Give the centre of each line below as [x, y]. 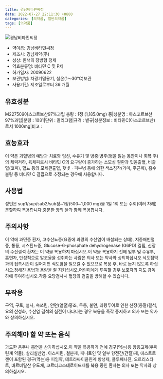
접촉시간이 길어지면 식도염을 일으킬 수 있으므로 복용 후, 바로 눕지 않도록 [81, 263]
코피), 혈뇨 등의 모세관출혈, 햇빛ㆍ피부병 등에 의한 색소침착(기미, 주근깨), [79, 168]
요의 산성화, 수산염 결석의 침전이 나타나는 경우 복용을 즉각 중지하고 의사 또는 [77, 311]
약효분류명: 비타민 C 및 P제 [38, 66]
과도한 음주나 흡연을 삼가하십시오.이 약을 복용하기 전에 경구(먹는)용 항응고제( [77, 347]
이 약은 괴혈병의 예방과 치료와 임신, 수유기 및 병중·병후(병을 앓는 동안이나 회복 [78, 156]
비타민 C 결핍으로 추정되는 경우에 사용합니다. [62, 174]
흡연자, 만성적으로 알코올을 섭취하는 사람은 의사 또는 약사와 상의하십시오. [74, 258]
